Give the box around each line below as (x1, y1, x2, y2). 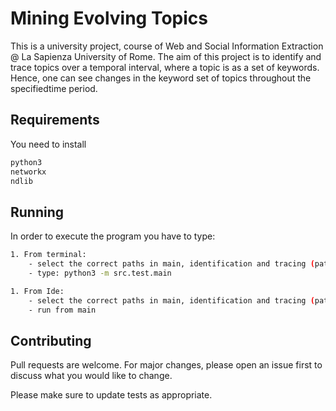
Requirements (10, 112, 100, 129)
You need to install (10, 138, 87, 150)
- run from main (28, 305, 97, 315)
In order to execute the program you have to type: (10, 230, 216, 242)
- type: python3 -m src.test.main (28, 268, 172, 278)
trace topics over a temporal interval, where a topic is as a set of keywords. (10, 61, 320, 73)
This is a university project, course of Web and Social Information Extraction (10, 40, 324, 52)
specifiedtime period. (10, 82, 98, 94)
